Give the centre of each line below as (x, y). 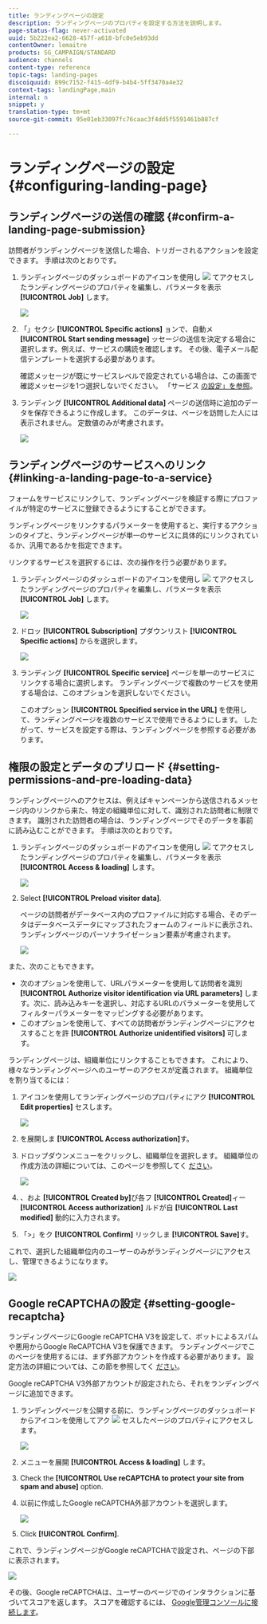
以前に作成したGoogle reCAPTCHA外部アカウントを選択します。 (126, 1503)
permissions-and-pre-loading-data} (100, 780)
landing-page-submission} (77, 230)
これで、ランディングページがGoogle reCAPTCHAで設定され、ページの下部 (132, 1551)
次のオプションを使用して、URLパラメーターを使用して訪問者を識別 (131, 983)
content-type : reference (49, 68)
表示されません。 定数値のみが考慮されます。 (94, 423)
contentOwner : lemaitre (48, 45)
